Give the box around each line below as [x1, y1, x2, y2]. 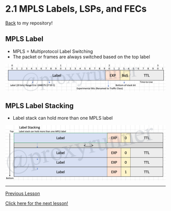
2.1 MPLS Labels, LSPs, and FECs [5, 3, 147, 15]
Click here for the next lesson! [5, 200, 69, 206]
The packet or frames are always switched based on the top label [12, 54, 150, 60]
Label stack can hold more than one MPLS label [12, 115, 113, 121]
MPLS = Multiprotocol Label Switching [12, 48, 93, 54]
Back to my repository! [5, 20, 53, 26]
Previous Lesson [5, 190, 40, 196]
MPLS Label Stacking [5, 101, 74, 110]
